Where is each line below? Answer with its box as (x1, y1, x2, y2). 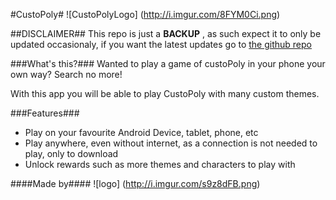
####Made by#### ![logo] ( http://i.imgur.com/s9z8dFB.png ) (10, 178, 261, 189)
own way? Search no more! (10, 69, 123, 80)
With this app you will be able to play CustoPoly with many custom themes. (10, 88, 320, 99)
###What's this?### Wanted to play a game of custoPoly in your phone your (10, 58, 326, 69)
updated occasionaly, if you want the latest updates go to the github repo (10, 39, 312, 50)
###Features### (10, 107, 80, 119)
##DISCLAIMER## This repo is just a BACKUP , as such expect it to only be (10, 28, 322, 39)
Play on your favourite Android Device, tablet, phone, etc (24, 127, 259, 138)
